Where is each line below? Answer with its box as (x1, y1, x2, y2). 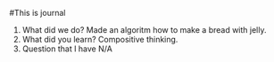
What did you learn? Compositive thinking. (21, 35, 179, 44)
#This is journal (9, 8, 66, 18)
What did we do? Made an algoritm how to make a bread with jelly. (21, 25, 267, 35)
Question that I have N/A (21, 43, 113, 54)
